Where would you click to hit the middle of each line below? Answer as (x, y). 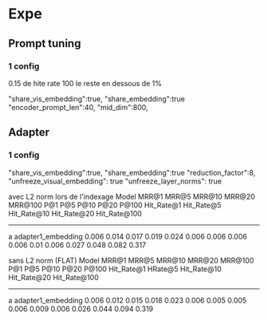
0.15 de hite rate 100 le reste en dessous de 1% (85, 83)
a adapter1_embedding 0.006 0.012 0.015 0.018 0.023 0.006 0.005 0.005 (128, 300)
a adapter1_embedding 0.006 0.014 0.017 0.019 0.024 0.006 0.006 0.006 (128, 236)
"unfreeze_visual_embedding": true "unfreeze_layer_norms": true (115, 181)
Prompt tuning (45, 43)
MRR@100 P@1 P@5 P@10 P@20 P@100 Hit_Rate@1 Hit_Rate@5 (115, 205)
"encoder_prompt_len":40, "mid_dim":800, (79, 107)
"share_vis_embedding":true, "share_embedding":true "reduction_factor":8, (132, 172)
